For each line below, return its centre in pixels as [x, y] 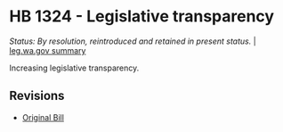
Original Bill [43, 117]
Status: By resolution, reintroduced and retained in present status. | [133, 41]
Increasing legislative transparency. [74, 68]
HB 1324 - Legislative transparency [141, 16]
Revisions [37, 96]
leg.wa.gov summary [48, 50]
